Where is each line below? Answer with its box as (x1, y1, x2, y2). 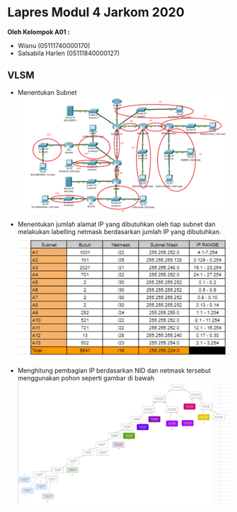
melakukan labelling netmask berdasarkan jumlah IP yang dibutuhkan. (17, 228, 221, 236)
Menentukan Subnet (17, 88, 77, 96)
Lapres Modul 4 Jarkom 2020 (7, 4, 185, 21)
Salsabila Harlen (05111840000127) (17, 49, 120, 57)
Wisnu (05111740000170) (17, 41, 91, 50)
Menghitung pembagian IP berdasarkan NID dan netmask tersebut (17, 366, 211, 375)
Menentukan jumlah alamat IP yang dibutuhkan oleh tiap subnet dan (17, 220, 216, 228)
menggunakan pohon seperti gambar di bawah (17, 373, 154, 382)
